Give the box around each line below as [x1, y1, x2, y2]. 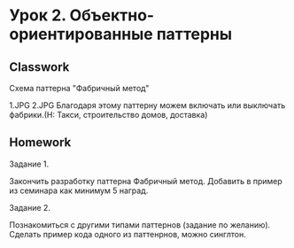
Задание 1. [9, 159, 50, 169]
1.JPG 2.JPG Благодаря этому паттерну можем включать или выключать [9, 100, 286, 111]
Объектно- [69, 5, 155, 26]
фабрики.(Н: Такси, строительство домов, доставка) [9, 110, 208, 120]
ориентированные [9, 24, 153, 44]
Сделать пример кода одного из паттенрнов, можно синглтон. [9, 229, 246, 239]
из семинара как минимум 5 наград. [9, 185, 149, 196]
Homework [9, 135, 72, 151]
